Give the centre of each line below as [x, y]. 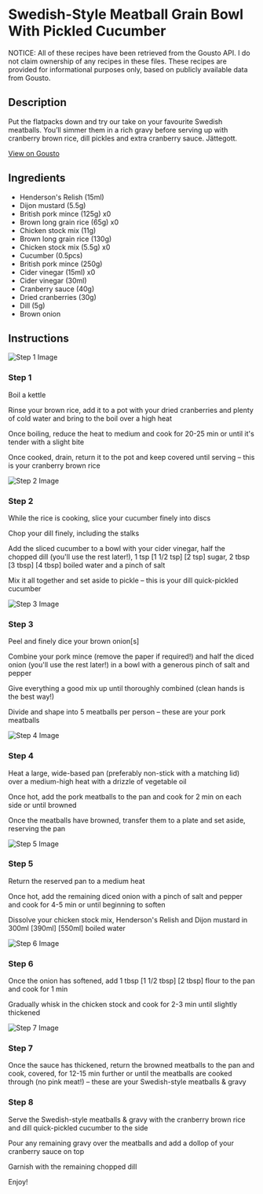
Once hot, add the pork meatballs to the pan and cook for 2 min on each [125, 796]
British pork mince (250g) [61, 264]
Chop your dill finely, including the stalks [74, 533]
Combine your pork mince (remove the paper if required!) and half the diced [131, 656]
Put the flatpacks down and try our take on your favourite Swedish [115, 121]
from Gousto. [29, 78]
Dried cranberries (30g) [58, 297]
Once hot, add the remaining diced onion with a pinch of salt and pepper [126, 896]
